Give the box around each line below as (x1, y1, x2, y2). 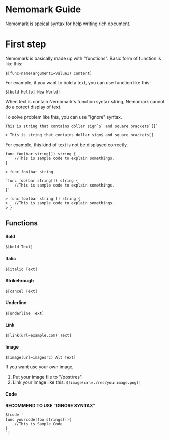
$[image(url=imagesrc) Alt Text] (5, 355, 76, 360)
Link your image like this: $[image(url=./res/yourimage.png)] (12, 379, 141, 385)
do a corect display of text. (5, 104, 62, 110)
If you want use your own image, (5, 364, 74, 370)
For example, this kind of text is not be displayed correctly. (5, 142, 128, 148)
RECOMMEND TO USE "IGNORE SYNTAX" (5, 402, 96, 408)
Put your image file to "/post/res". (12, 374, 83, 380)
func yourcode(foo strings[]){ (5, 416, 72, 422)
